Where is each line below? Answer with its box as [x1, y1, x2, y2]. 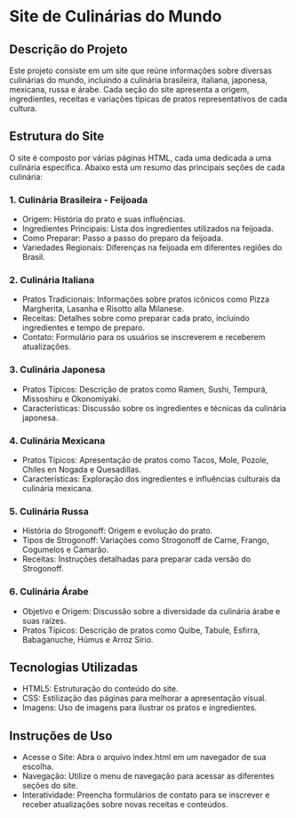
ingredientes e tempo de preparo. [21, 322, 145, 333]
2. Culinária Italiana [9, 274, 95, 287]
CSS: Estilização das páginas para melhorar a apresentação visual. [21, 692, 267, 704]
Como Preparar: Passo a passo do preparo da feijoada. [21, 233, 224, 244]
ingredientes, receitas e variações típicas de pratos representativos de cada [9, 93, 288, 104]
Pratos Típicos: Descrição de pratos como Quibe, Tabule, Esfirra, [21, 625, 260, 636]
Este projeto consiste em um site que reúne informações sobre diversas [9, 65, 273, 76]
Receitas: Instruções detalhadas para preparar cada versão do [21, 554, 252, 564]
